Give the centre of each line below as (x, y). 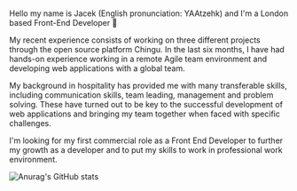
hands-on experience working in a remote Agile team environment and (138, 59)
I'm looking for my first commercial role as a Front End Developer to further (146, 140)
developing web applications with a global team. (97, 68)
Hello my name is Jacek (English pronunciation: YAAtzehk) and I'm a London (149, 13)
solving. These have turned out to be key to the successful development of (146, 104)
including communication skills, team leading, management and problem (141, 95)
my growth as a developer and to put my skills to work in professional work (146, 149)
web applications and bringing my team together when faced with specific (145, 114)
